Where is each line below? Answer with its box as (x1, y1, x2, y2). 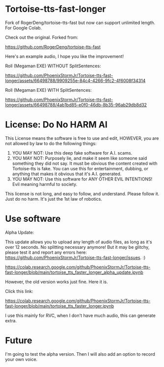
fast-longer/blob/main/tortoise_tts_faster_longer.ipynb (5, 303, 114, 309)
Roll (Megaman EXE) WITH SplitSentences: (5, 87, 92, 93)
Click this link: (5, 288, 33, 294)
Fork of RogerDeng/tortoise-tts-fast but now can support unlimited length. (5, 20, 156, 26)
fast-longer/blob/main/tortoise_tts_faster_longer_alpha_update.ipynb (5, 269, 143, 275)
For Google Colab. (5, 25, 42, 30)
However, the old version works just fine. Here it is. (5, 279, 108, 285)
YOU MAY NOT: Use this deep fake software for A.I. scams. (12, 150, 133, 156)
